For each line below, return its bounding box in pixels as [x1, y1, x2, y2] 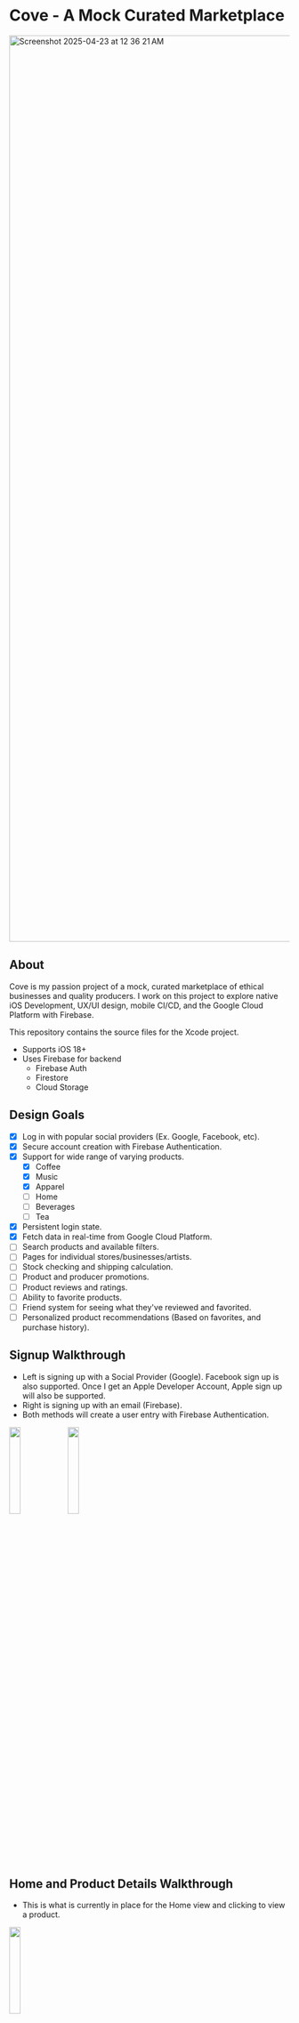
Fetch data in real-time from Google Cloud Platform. [21, 1231, 213, 1242]
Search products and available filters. [21, 1242, 159, 1253]
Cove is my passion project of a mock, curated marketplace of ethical [9, 980, 264, 992]
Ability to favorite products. [21, 1292, 123, 1302]
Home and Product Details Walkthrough [9, 1876, 234, 1891]
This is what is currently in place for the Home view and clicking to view [21, 1900, 286, 1911]
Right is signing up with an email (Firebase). [21, 1399, 182, 1410]
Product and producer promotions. [21, 1271, 149, 1282]
